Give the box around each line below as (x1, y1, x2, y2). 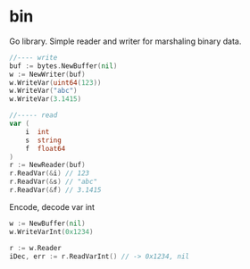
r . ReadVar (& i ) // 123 (9, 169, 90, 178)
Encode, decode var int (9, 201, 96, 212)
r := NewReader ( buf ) (9, 161, 87, 170)
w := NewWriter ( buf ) (9, 70, 87, 79)
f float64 (25, 144, 66, 153)
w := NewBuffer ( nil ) (9, 219, 87, 228)
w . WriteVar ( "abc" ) (9, 87, 78, 96)
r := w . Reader (9, 243, 62, 252)
